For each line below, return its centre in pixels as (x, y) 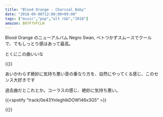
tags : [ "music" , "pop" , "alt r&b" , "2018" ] (47, 19)
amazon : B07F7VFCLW (25, 23)
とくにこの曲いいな (24, 54)
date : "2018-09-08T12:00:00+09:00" (41, 14)
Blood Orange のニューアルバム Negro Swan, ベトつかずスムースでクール (79, 38)
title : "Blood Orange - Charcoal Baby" (46, 10)
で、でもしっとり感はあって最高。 (39, 44)
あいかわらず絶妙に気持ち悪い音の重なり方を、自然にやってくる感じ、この (80, 74)
